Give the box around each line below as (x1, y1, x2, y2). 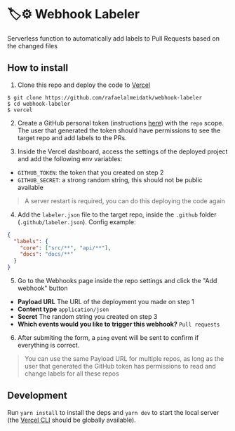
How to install (7, 62, 69, 74)
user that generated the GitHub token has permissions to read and (24, 362, 216, 370)
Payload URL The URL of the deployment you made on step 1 (17, 298, 194, 306)
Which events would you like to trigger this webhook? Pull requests (17, 320, 220, 328)
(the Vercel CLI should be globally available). (7, 416, 137, 424)
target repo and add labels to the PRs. (17, 133, 128, 142)
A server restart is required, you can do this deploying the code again (24, 196, 226, 205)
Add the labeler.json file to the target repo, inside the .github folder (17, 210, 217, 219)
